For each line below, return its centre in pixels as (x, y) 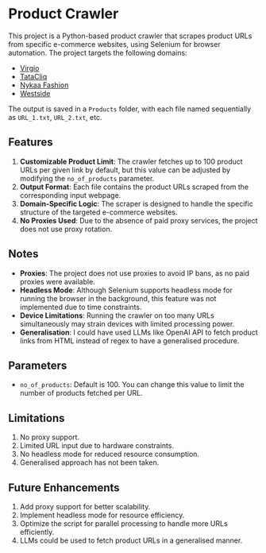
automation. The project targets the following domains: (98, 52)
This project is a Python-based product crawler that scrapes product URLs (130, 36)
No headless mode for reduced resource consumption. (110, 454)
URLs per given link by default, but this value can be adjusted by (125, 170)
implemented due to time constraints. (81, 307)
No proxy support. (50, 437)
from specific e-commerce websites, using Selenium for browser (114, 44)
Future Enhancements (64, 487)
